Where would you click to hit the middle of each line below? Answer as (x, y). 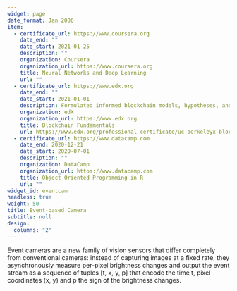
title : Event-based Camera (47, 211)
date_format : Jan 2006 (41, 20)
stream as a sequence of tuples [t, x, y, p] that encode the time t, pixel (109, 273)
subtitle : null (30, 217)
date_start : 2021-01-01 (55, 99)
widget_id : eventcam (38, 191)
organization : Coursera (55, 60)
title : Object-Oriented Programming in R (81, 178)
